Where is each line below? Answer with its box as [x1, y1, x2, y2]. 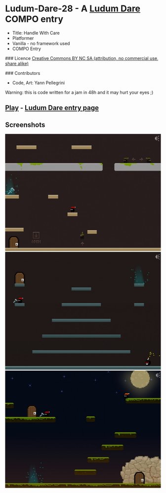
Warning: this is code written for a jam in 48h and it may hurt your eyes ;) [5, 89, 154, 95]
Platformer [12, 35, 34, 41]
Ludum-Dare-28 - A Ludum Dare [5, 3, 141, 14]
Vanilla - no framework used [12, 40, 70, 46]
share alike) [5, 60, 29, 66]
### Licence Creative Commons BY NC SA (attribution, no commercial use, [5, 55, 159, 61]
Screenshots [5, 120, 45, 129]
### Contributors [5, 70, 41, 76]
